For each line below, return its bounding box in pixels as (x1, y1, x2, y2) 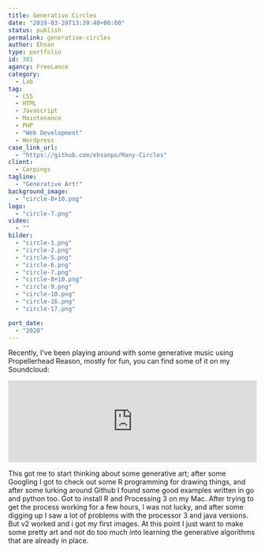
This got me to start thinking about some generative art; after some (8, 469, 226, 478)
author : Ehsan (8, 41, 55, 49)
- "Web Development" (15, 129, 83, 136)
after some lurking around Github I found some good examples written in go (8, 486, 255, 495)
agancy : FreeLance (8, 63, 69, 71)
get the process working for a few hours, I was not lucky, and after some (8, 503, 244, 512)
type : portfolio (8, 48, 62, 56)
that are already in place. (8, 536, 89, 545)
